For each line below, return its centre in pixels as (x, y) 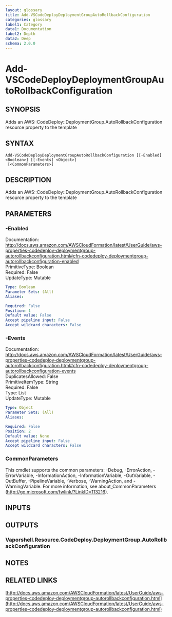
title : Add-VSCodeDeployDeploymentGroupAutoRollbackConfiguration (78, 15)
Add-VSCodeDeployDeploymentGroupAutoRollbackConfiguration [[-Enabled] (83, 155)
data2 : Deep (18, 39)
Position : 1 (18, 311)
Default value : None (27, 436)
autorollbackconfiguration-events (41, 371)
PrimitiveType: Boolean (30, 267)
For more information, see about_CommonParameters (100, 486)
